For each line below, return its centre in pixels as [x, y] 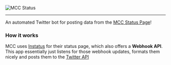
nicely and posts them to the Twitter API [47, 57]
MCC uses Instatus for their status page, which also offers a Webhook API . [84, 46]
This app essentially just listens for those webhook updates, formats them [83, 52]
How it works [22, 35]
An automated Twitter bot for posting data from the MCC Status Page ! [78, 22]
